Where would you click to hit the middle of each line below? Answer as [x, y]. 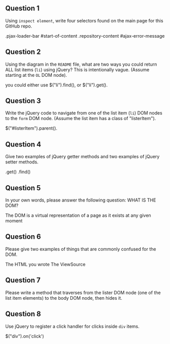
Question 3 [23, 101]
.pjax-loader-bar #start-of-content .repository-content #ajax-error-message [85, 36]
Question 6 [23, 237]
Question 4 [23, 144]
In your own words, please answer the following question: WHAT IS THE [81, 200]
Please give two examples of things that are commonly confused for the [81, 249]
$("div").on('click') [25, 336]
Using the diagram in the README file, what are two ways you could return [81, 64]
